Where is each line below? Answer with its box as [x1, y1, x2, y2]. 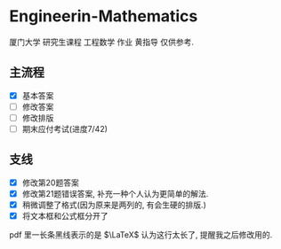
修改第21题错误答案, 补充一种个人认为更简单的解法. [21, 188, 209, 198]
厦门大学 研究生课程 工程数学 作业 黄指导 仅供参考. [9, 36, 194, 47]
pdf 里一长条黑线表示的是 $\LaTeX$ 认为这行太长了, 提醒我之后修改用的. [9, 230, 273, 240]
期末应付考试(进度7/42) [21, 123, 108, 134]
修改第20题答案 [21, 177, 80, 188]
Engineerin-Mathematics [9, 6, 198, 27]
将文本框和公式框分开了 [21, 211, 108, 221]
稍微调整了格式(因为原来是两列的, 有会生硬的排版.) [21, 199, 206, 210]
